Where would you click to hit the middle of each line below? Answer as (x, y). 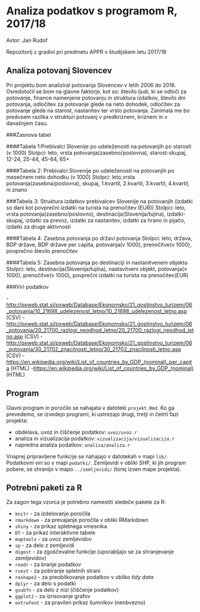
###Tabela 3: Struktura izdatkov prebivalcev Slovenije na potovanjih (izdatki (99, 201)
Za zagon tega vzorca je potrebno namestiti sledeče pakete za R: (86, 502)
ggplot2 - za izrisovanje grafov (53, 596)
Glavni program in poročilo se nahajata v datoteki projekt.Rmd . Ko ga (90, 408)
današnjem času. (27, 123)
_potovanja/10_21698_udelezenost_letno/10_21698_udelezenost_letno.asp (97, 311)
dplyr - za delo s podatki (45, 583)
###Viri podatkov (27, 287)
